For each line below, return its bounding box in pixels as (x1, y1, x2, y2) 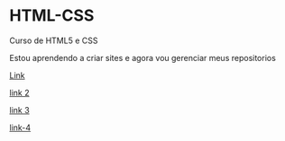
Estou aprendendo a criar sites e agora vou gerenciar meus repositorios (9, 52, 277, 63)
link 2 (9, 87, 30, 98)
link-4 (9, 122, 32, 133)
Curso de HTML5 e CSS (9, 35, 98, 46)
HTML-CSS (9, 5, 95, 26)
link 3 (9, 104, 30, 115)
